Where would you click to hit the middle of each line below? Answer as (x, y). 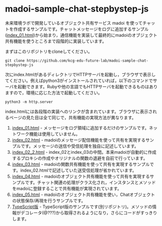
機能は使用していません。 (54, 134)
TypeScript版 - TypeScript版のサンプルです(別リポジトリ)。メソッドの (82, 207)
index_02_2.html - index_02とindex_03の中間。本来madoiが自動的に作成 (84, 152)
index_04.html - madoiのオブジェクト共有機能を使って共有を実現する (81, 176)
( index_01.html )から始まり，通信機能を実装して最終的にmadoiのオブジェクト (81, 35)
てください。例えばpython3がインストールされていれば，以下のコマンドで (79, 81)
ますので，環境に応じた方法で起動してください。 (54, 93)
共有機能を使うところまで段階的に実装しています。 (56, 41)
